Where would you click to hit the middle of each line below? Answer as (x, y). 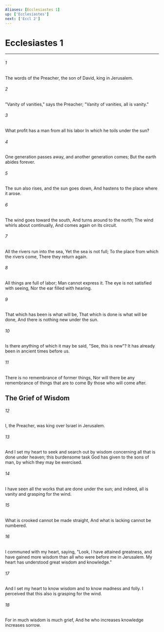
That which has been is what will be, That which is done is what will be (76, 315)
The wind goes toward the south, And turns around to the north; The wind (79, 220)
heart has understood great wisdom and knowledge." (59, 562)
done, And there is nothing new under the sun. (52, 320)
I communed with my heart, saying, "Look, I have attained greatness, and (79, 552)
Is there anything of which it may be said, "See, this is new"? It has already (80, 346)
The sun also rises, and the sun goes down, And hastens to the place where (81, 188)
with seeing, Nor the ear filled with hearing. (48, 288)
